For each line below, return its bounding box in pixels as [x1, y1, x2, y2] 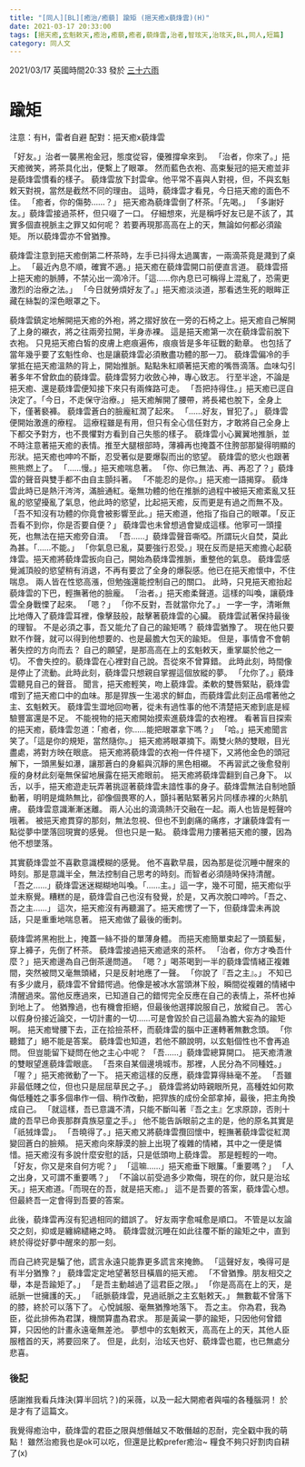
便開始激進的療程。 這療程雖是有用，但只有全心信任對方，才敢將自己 [9, 417, 266, 428]
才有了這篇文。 [16, 1406, 74, 1417]
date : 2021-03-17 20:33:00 [9, 22, 112, 31]
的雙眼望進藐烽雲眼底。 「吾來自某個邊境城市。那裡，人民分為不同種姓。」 [9, 1059, 286, 1070]
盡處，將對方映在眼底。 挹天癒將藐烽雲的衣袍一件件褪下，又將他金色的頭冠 [9, 747, 290, 758]
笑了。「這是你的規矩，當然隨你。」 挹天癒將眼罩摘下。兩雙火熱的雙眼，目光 [9, 736, 290, 747]
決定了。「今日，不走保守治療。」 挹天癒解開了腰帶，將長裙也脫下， [9, 395, 259, 406]
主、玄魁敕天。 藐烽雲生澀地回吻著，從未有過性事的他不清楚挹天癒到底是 [9, 701, 282, 712]
